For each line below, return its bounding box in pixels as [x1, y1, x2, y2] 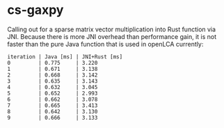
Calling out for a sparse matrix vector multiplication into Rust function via [7, 25, 216, 33]
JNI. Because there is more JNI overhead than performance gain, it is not [7, 32, 217, 40]
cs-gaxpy [7, 2, 64, 18]
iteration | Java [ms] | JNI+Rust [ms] [7, 53, 123, 61]
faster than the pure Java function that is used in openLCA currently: [7, 40, 204, 48]
